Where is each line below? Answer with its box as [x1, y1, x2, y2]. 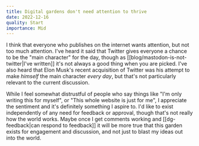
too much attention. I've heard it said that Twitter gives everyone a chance [6, 48, 188, 55]
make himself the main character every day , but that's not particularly [6, 73, 176, 80]
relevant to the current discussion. [6, 79, 90, 86]
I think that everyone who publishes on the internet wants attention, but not [6, 41, 190, 48]
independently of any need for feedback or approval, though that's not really [6, 109, 193, 116]
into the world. [6, 134, 41, 142]
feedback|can [6, 122, 40, 129]
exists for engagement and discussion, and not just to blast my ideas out [6, 128, 183, 135]
